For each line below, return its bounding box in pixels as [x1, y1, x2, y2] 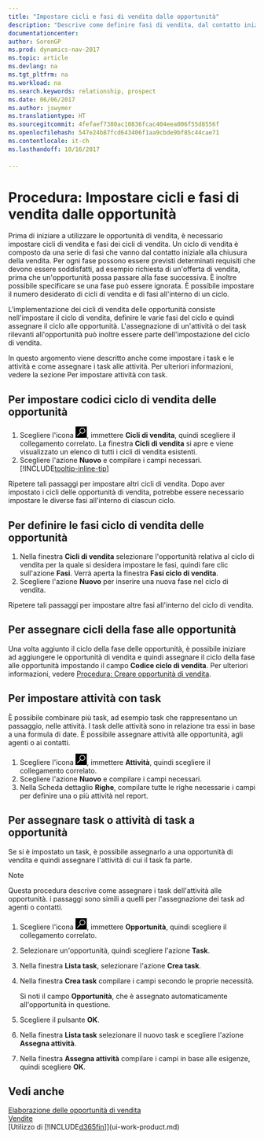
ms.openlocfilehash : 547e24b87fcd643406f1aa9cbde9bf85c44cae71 [8, 129, 220, 137]
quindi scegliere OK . [19, 1062, 86, 1071]
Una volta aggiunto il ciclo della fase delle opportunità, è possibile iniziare [8, 644, 246, 653]
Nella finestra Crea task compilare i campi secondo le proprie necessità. [19, 975, 254, 986]
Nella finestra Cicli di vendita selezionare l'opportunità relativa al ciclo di [19, 552, 255, 561]
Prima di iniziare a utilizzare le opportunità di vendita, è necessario [8, 231, 223, 241]
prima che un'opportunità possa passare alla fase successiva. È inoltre [8, 273, 237, 282]
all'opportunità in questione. [19, 999, 111, 1009]
